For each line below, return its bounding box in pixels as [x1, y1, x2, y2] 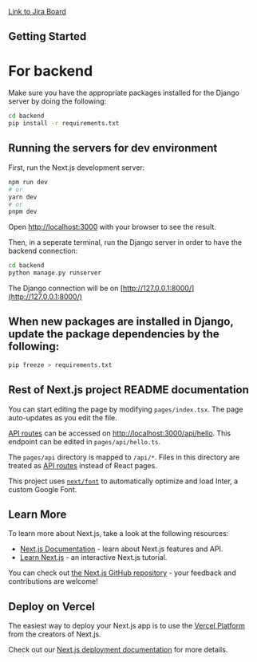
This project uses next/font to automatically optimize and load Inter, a [8, 476, 239, 486]
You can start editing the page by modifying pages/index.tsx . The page [8, 404, 243, 414]
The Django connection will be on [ [8, 283, 124, 294]
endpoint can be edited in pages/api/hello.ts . [8, 436, 161, 446]
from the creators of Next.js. [8, 629, 101, 639]
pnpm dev [8, 207, 38, 216]
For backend [8, 61, 93, 80]
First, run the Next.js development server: [8, 163, 145, 172]
